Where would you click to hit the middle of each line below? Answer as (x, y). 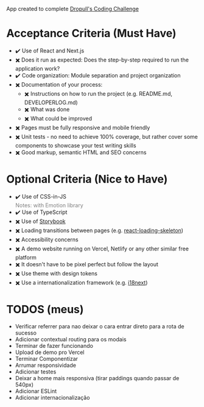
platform (26, 257)
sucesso (26, 333)
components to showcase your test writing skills (76, 145)
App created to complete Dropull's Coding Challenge (72, 9)
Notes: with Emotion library (49, 205)
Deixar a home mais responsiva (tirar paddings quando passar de (97, 378)
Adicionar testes (36, 372)
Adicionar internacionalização (52, 397)
